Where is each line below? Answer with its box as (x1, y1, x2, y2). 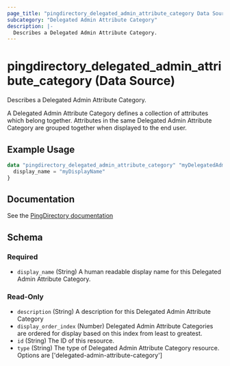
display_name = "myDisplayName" (13, 168, 106, 175)
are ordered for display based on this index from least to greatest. (16, 330, 203, 338)
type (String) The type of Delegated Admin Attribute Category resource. (16, 344, 220, 352)
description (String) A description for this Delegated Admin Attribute (16, 308, 211, 316)
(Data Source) (94, 73, 176, 89)
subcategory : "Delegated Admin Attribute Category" (7, 16, 157, 23)
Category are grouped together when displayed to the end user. (7, 124, 187, 132)
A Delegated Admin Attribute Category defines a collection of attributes (7, 109, 209, 117)
